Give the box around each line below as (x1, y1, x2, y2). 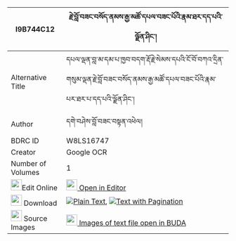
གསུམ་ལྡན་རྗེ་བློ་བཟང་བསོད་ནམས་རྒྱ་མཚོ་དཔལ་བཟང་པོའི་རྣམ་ (66, 74, 216, 84)
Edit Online (22, 183, 58, 193)
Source (23, 214, 48, 223)
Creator (11, 148, 37, 157)
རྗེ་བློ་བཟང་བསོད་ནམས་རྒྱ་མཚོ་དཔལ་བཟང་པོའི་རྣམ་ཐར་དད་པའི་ (69, 12, 223, 22)
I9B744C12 (15, 25, 55, 34)
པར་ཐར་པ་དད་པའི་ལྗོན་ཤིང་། (66, 94, 135, 104)
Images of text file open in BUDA (79, 218, 186, 228)
